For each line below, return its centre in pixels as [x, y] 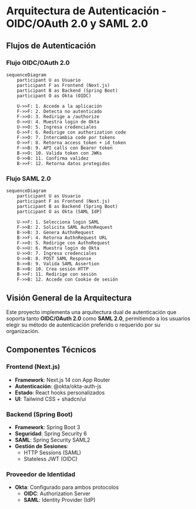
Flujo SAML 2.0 [29, 178]
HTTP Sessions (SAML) [52, 452]
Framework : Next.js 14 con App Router [62, 380]
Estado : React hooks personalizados [60, 392]
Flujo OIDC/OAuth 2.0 [38, 63]
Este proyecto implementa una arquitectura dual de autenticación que [91, 312]
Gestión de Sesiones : [42, 446]
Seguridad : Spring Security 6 [51, 433]
